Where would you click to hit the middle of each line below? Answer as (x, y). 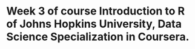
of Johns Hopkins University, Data (94, 24)
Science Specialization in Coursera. (98, 37)
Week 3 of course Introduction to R (96, 11)
